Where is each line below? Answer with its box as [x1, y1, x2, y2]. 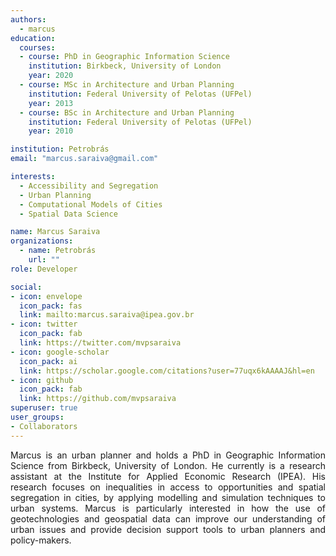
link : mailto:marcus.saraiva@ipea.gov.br [19, 310, 195, 320]
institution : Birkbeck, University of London [28, 61, 222, 71]
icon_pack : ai [19, 356, 78, 366]
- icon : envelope [10, 291, 83, 301]
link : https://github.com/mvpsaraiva [19, 394, 177, 404]
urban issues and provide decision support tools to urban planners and [10, 523, 326, 535]
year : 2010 [28, 126, 74, 136]
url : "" [28, 255, 60, 265]
